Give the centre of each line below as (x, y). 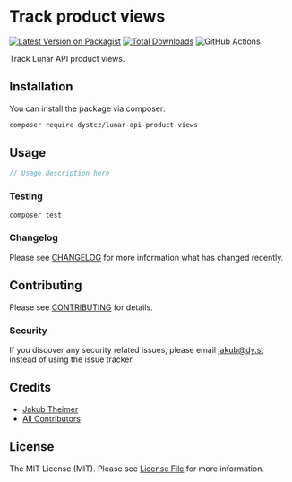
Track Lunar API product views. (67, 58)
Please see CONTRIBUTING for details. (82, 307)
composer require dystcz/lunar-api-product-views (104, 125)
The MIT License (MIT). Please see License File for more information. (137, 469)
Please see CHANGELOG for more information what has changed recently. (146, 257)
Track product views (87, 17)
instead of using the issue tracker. (72, 359)
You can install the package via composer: (87, 108)
